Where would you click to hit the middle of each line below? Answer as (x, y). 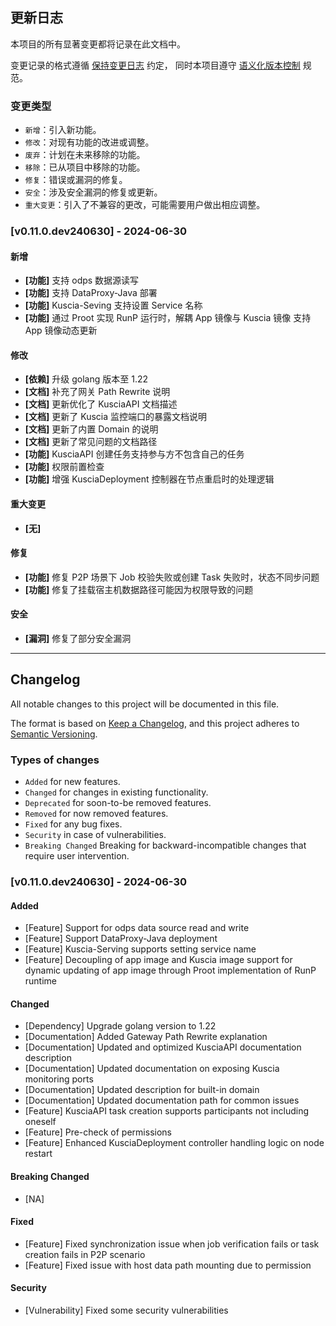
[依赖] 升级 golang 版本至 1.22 (86, 379)
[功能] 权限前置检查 (64, 467)
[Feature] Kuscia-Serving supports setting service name (140, 949)
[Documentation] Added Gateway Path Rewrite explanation (146, 1037)
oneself (40, 1122)
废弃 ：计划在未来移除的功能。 (85, 155)
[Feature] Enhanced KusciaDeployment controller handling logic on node (174, 1143)
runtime (41, 981)
